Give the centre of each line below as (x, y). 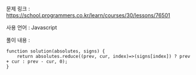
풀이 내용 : (18, 40)
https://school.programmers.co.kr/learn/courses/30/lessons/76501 (88, 15)
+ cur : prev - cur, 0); (37, 61)
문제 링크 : (18, 9)
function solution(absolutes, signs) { (56, 51)
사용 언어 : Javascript (32, 27)
